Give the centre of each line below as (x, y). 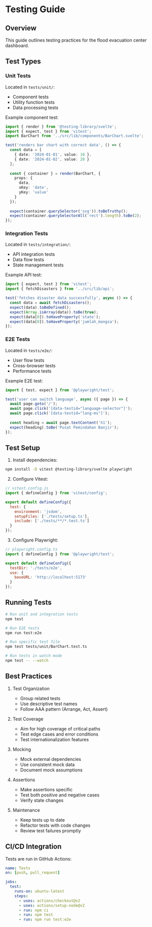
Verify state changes (42, 800)
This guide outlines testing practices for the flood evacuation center (76, 40)
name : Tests (18, 868)
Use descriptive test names (49, 704)
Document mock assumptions (51, 770)
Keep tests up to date (42, 820)
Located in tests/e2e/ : (29, 350)
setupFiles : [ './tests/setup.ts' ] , (52, 516)
